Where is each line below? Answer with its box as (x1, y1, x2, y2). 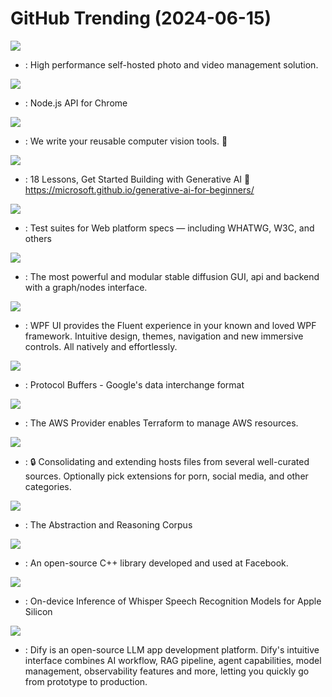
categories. (24, 480, 72, 492)
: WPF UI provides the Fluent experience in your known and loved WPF (24, 319, 317, 331)
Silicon (24, 605, 53, 617)
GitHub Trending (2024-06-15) (10, 7, 272, 30)
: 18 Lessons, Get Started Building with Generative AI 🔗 (24, 173, 251, 185)
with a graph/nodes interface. (24, 281, 148, 293)
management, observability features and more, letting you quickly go (24, 665, 310, 677)
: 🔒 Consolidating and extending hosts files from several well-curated (24, 455, 310, 467)
